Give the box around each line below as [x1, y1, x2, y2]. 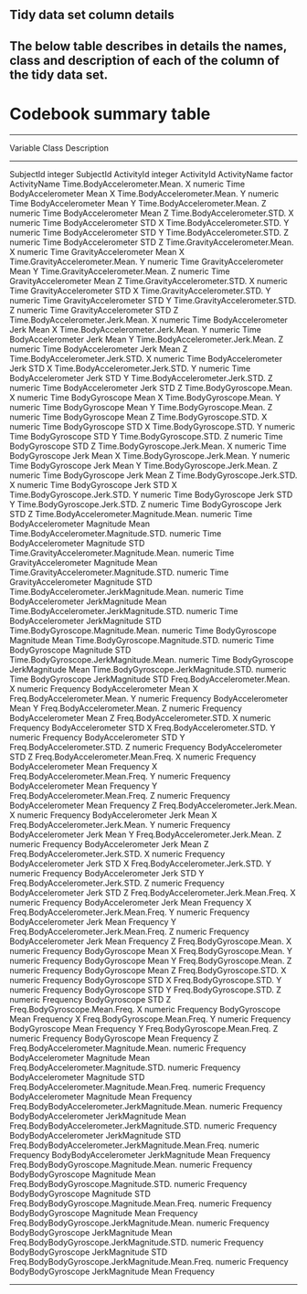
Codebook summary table [9, 103, 211, 124]
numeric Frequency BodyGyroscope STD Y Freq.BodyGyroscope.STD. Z [9, 984, 281, 995]
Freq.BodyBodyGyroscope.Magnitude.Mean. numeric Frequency [9, 1159, 253, 1170]
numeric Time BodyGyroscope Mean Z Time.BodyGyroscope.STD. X [9, 411, 268, 422]
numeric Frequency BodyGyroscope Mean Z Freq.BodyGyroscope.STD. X [9, 964, 287, 976]
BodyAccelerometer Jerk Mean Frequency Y [9, 916, 176, 927]
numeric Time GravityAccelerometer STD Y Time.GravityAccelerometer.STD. [9, 294, 297, 305]
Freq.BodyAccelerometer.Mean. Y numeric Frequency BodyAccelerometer [9, 693, 289, 704]
